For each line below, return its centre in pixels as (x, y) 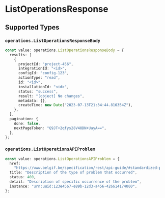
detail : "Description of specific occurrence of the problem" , (75, 182)
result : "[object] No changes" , (51, 96)
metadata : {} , (33, 100)
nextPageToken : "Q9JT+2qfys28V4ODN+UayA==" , (60, 128)
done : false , (27, 123)
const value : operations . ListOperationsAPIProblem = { (62, 159)
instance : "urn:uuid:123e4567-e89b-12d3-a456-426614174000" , (73, 186)
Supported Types (32, 27)
